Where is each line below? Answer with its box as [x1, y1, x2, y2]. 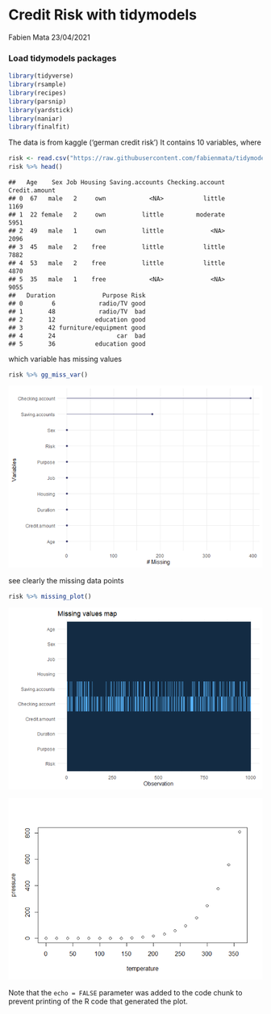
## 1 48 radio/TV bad [8, 308, 147, 316]
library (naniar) [8, 115, 63, 123]
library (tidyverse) [8, 72, 74, 80]
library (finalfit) [8, 123, 70, 131]
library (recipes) [8, 89, 67, 97]
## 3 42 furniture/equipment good [8, 324, 147, 332]
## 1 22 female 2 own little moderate [8, 211, 226, 219]
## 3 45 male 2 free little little [8, 243, 226, 251]
